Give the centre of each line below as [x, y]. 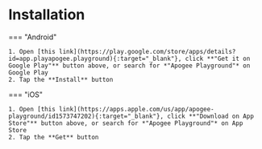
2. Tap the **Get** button [54, 137]
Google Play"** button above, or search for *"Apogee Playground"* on [129, 66]
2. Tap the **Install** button [61, 79]
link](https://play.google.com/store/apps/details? [148, 51]
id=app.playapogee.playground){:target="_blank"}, [95, 58]
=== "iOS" [25, 95]
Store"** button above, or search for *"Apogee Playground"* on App [126, 123]
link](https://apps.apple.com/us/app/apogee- [137, 109]
